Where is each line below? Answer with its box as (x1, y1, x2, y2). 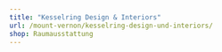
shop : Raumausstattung (9, 29, 94, 38)
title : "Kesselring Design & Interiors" (9, 12, 162, 22)
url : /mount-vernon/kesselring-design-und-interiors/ (9, 21, 214, 30)
